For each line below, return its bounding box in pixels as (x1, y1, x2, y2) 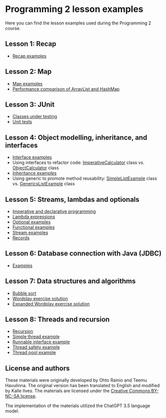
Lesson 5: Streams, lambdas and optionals (5, 195, 140, 204)
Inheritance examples (12, 170, 57, 176)
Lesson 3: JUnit (5, 100, 55, 109)
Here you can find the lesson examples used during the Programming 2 (5, 20, 152, 26)
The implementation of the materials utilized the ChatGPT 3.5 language (5, 403, 151, 409)
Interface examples (12, 154, 52, 160)
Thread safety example (12, 344, 60, 350)
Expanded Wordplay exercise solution (12, 300, 90, 307)
